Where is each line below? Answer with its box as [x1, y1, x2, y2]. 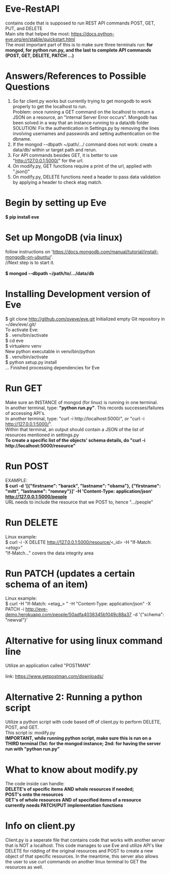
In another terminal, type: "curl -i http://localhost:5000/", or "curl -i [5, 415, 145, 421]
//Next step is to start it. [5, 259, 55, 266]
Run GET [5, 382, 43, 394]
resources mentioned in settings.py [5, 432, 79, 438]
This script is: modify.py [5, 730, 56, 736]
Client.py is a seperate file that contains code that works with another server [5, 837, 165, 843]
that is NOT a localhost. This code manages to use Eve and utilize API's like [5, 842, 162, 849]
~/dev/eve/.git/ [5, 321, 37, 327]
